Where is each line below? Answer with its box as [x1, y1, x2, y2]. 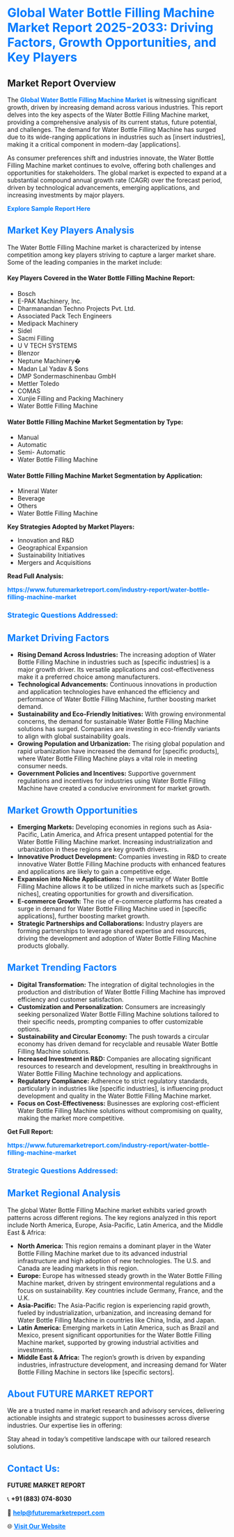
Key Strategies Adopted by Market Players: [7, 522, 135, 531]
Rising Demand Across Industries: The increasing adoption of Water [17, 651, 216, 659]
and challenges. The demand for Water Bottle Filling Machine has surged [7, 126, 217, 133]
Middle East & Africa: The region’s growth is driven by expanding [17, 1353, 205, 1361]
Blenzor [17, 349, 40, 358]
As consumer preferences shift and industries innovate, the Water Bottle [7, 154, 214, 162]
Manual [17, 433, 40, 441]
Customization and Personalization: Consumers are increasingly [17, 1002, 205, 1010]
